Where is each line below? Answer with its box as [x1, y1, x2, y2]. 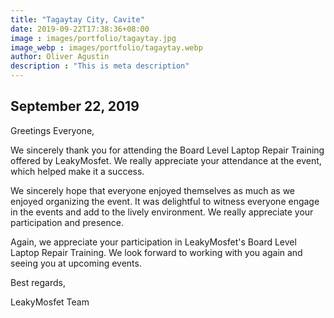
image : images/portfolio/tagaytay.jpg [10, 33, 177, 43]
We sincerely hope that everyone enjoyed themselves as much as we [10, 184, 296, 196]
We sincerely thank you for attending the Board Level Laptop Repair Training [10, 144, 325, 156]
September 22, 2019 [10, 98, 140, 115]
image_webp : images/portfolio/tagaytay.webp [10, 42, 203, 53]
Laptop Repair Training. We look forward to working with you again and [10, 246, 303, 258]
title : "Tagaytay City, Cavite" [10, 14, 145, 25]
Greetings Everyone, [10, 124, 95, 136]
